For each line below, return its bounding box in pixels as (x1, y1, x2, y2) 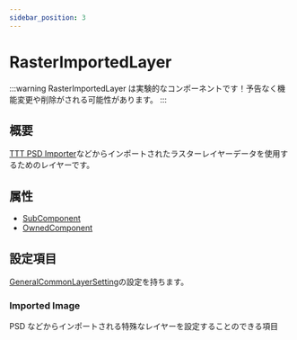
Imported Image (9, 299, 81, 311)
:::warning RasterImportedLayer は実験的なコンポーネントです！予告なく (9, 83, 278, 94)
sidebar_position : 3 (9, 13, 87, 22)
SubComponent (22, 213, 81, 224)
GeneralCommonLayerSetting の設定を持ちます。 (9, 276, 189, 287)
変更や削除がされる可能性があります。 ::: (16, 94, 168, 104)
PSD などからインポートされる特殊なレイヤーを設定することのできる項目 (9, 321, 279, 332)
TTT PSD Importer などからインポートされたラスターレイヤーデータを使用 (9, 148, 281, 159)
